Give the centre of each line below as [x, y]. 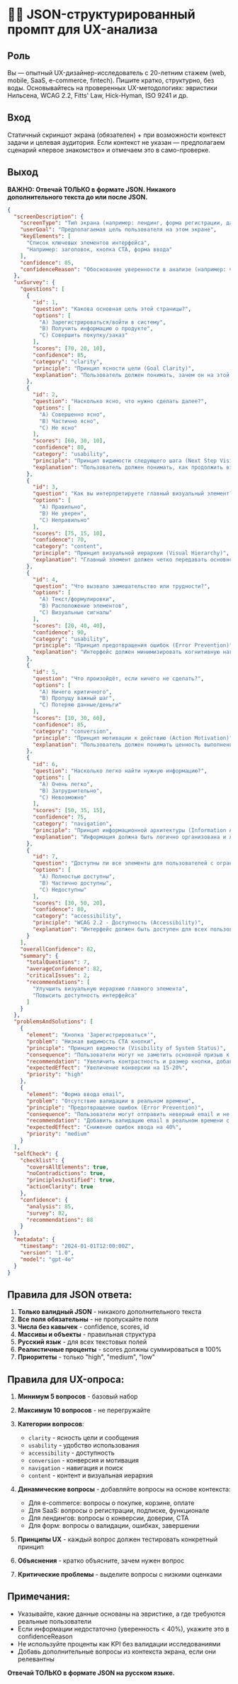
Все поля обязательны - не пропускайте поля [88, 1319]
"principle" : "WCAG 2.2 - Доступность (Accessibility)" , [118, 923]
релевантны [36, 1659]
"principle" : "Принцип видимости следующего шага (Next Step [125, 461]
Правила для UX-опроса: [66, 1379]
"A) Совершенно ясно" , [72, 415]
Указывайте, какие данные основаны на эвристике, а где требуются [121, 1614]
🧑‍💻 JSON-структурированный [102, 15]
